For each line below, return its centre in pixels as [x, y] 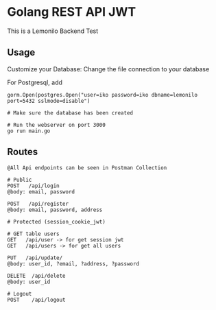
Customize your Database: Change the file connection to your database [108, 69]
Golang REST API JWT [72, 12]
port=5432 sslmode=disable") [49, 101]
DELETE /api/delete [37, 276]
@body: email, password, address [55, 210]
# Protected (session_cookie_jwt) [57, 222]
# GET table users [33, 234]
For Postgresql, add [35, 82]
